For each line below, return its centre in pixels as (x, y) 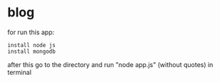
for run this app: (31, 32)
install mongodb (31, 51)
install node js (31, 45)
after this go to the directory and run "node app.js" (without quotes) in (110, 64)
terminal (20, 72)
